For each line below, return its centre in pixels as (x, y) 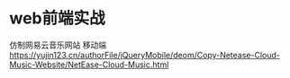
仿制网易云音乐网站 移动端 (58, 45)
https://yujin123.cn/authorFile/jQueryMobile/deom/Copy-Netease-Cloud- (145, 55)
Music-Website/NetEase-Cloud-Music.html (89, 65)
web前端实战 (57, 18)
